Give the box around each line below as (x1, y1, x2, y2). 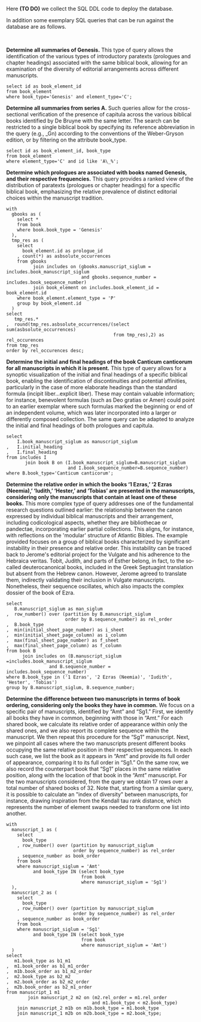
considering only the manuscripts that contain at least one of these (6, 494, 177, 500)
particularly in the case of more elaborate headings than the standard (6, 384, 178, 390)
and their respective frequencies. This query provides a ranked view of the (6, 175, 194, 182)
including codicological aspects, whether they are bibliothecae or (6, 519, 167, 526)
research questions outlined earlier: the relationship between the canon (6, 506, 182, 513)
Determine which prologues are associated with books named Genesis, (6, 169, 187, 176)
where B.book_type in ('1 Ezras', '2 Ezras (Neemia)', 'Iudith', (6, 674, 172, 680)
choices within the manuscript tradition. (6, 194, 104, 202)
